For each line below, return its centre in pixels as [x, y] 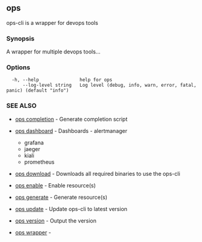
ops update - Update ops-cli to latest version [71, 209]
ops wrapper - [33, 232]
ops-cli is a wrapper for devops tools [52, 22]
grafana [34, 143]
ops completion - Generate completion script [71, 119]
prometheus [39, 162]
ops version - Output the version [56, 220]
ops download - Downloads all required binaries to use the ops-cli [98, 173]
